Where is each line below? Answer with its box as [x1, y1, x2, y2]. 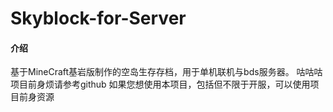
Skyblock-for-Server [10, 7, 187, 30]
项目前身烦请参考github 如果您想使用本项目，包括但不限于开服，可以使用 [10, 78, 311, 91]
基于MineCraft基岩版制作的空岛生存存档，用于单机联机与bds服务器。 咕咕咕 [10, 66, 323, 78]
